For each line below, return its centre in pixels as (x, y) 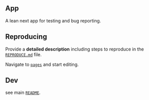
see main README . (23, 93)
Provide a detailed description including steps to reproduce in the (74, 49)
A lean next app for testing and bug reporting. (53, 20)
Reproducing (26, 37)
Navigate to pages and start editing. (42, 64)
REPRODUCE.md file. (24, 54)
